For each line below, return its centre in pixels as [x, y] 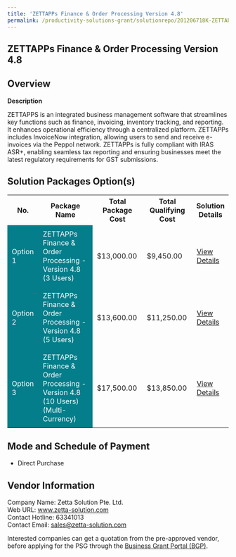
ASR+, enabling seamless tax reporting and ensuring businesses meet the [114, 151]
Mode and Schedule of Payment [79, 446]
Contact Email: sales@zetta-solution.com [67, 525]
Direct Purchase [41, 463]
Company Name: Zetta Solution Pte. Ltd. [65, 502]
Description [25, 101]
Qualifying [167, 210]
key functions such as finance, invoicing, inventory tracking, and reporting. [116, 122]
